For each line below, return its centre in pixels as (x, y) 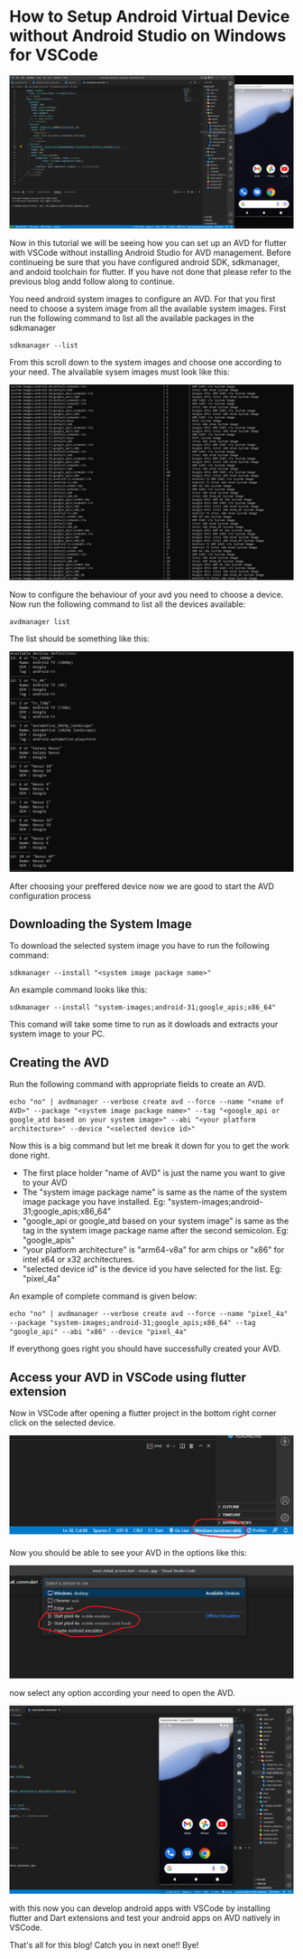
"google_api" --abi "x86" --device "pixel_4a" (98, 1332)
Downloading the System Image (101, 924)
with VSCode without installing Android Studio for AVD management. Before (150, 252)
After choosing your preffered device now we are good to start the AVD (142, 886)
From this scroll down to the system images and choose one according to (146, 362)
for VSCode (54, 55)
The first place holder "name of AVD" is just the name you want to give (154, 1173)
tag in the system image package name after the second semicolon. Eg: (156, 1231)
